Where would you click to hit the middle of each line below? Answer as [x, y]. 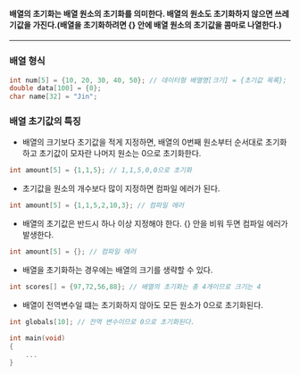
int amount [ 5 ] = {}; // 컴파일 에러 [73, 252]
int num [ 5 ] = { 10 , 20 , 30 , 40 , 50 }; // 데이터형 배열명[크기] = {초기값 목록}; [148, 80]
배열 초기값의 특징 [46, 121]
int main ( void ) [37, 338]
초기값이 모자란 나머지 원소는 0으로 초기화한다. [120, 154]
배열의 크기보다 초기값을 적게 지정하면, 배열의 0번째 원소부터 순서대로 [142, 142]
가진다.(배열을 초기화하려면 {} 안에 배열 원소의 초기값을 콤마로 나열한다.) [157, 25]
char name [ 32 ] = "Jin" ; [54, 97]
